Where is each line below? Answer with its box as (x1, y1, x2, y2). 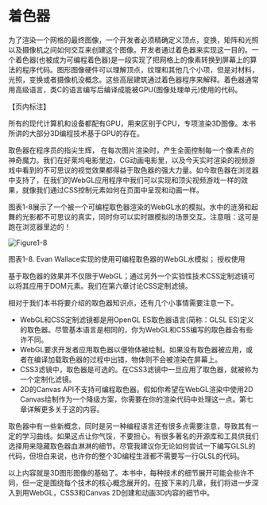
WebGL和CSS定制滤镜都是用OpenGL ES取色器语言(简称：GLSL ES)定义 (19, 315, 254, 324)
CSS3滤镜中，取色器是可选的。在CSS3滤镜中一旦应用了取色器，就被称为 (19, 364, 259, 374)
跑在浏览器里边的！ (8, 222, 72, 231)
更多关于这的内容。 (41, 404, 104, 414)
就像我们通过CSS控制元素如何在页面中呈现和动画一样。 (21, 185, 204, 195)
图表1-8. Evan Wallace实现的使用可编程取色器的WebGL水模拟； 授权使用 (8, 254, 246, 263)
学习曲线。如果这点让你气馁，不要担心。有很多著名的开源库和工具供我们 (21, 431, 259, 441)
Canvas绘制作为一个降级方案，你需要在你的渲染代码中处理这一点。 (19, 394, 240, 404)
